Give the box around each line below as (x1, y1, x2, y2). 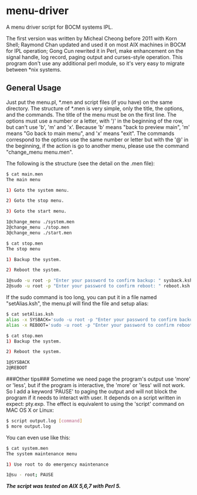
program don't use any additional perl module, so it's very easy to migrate (6, 60, 185, 67)
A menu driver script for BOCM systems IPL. (6, 23, 113, 30)
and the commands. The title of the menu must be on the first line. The (6, 111, 177, 118)
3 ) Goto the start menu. (6, 208, 67, 215)
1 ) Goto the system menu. (6, 187, 69, 193)
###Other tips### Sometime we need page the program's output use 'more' (6, 375, 191, 382)
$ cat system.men (6, 445, 49, 451)
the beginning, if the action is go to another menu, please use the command (6, 142, 189, 149)
